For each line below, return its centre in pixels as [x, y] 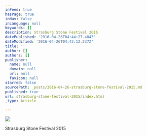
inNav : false [18, 19]
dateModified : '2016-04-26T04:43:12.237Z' [49, 42]
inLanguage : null [23, 23]
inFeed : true [18, 10]
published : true [22, 92]
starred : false [21, 82]
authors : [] [17, 55]
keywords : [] [18, 28]
